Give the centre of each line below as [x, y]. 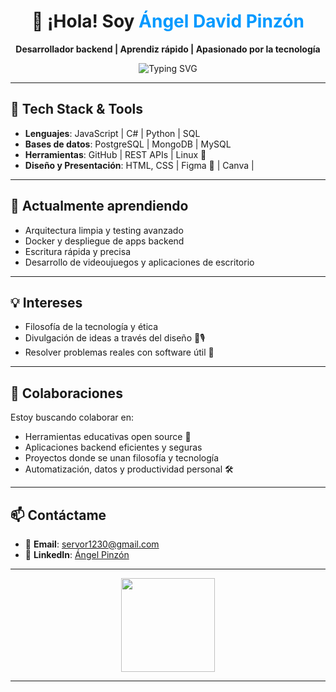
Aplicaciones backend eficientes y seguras [113, 447]
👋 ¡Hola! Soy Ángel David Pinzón [168, 21]
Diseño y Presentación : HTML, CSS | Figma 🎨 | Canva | [139, 165]
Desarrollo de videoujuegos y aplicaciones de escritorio [139, 262]
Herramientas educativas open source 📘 [108, 437]
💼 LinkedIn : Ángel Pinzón [77, 554]
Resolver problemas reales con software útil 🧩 [119, 352]
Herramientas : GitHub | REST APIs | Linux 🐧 [115, 154]
